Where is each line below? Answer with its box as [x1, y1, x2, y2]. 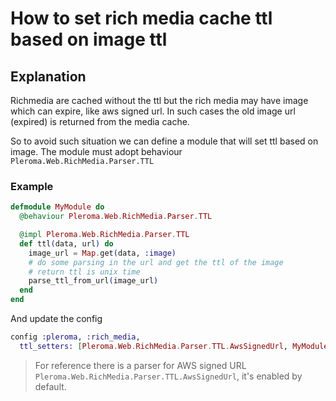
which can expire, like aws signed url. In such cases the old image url [10, 105, 296, 117]
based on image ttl [10, 28, 168, 51]
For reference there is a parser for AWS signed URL [34, 359, 247, 371]
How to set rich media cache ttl [10, 7, 273, 30]
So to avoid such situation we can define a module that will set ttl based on [10, 135, 319, 147]
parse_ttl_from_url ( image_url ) [28, 276, 159, 286]
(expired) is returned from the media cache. [10, 116, 190, 127]
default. [34, 380, 67, 392]
